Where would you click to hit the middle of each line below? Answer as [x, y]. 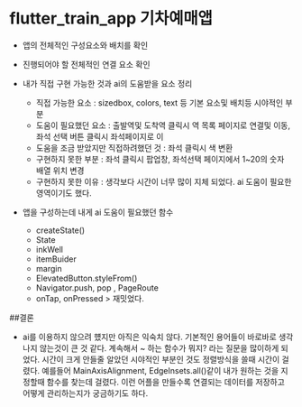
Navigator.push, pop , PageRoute [97, 287]
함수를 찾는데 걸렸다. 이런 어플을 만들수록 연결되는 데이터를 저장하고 [166, 382]
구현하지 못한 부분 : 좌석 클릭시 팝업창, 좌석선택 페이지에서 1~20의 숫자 [160, 159]
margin [49, 268]
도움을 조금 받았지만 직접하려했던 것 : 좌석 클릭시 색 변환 [134, 148]
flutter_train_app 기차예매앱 [111, 18]
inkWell [49, 249]
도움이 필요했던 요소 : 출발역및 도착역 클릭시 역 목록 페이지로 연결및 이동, [163, 125]
